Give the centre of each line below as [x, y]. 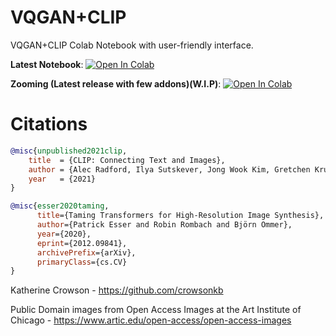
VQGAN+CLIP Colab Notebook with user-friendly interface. [132, 45]
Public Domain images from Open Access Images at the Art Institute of [156, 310]
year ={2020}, [64, 234]
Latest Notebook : [47, 64]
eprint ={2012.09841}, [82, 243]
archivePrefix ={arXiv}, [86, 252]
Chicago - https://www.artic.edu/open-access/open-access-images [151, 320]
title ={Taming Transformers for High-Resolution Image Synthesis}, [180, 216]
